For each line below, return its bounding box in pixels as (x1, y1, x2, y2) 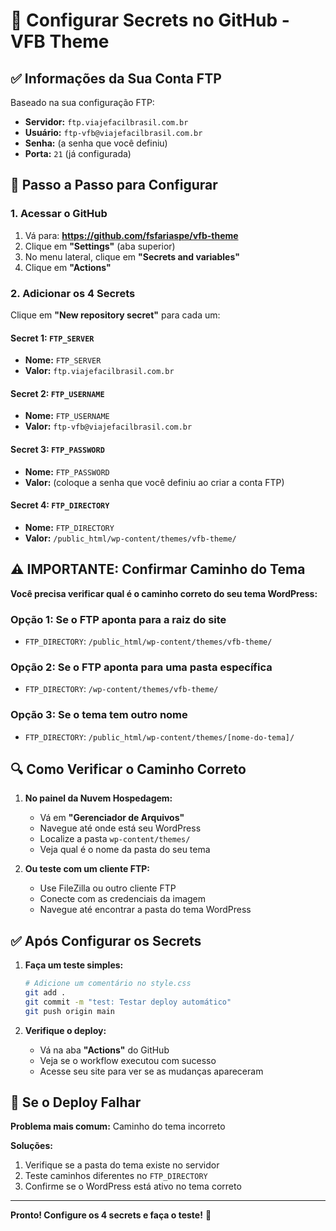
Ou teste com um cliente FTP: (24, 863, 150, 875)
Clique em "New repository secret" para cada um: (10, 309, 221, 321)
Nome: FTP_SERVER (24, 354, 102, 366)
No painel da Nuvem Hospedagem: (24, 792, 173, 804)
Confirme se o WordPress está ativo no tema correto (24, 1180, 242, 1193)
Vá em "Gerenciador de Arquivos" (39, 812, 185, 824)
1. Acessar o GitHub (10, 207, 108, 221)
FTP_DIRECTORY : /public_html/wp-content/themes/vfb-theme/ (24, 635, 273, 647)
